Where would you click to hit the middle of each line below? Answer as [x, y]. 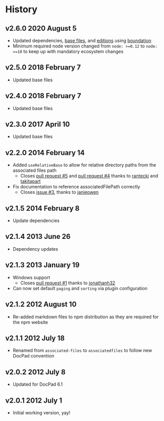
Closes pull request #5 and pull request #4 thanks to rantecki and [89, 176]
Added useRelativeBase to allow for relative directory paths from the [84, 165]
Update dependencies [36, 220]
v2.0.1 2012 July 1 [34, 400]
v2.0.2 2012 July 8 [36, 372]
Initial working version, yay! [41, 412]
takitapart [30, 181]
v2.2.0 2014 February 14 [45, 153]
